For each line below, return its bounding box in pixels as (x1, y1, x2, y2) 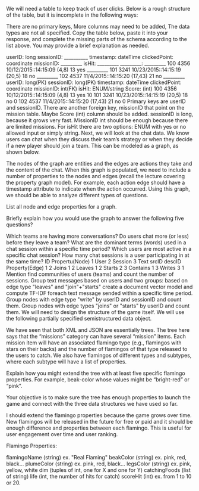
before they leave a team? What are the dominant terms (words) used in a (6, 239, 187, 246)
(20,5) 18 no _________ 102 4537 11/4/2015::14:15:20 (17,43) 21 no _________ (6, 73, 185, 79)
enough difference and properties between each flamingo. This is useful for (6, 424, 192, 431)
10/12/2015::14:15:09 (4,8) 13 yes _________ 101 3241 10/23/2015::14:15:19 (6, 66, 181, 73)
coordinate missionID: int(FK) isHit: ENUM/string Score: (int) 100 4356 (6, 85, 177, 92)
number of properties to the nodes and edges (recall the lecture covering (6, 173, 185, 179)
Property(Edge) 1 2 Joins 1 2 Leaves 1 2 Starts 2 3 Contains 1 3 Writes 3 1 (6, 265, 184, 271)
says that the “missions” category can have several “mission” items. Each (6, 333, 186, 340)
